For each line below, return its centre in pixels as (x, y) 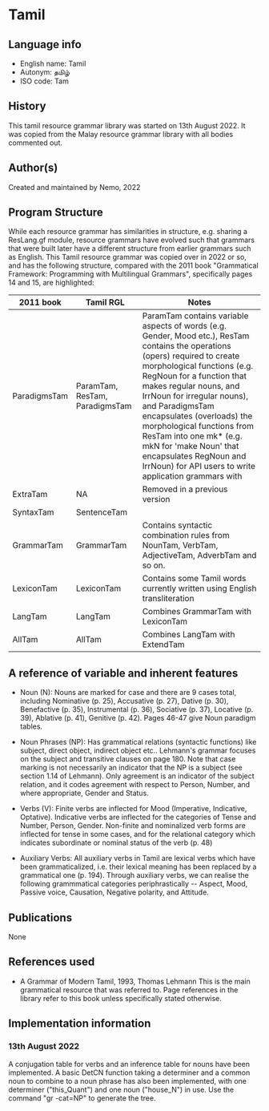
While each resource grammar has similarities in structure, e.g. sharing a (128, 232)
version (156, 499)
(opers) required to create (191, 356)
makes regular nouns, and (191, 386)
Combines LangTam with (189, 635)
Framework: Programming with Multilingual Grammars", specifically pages (130, 274)
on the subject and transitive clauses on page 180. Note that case (128, 759)
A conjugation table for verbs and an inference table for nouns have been (129, 1064)
